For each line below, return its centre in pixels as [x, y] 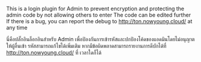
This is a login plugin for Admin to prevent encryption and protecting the [95, 9]
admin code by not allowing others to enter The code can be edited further [98, 15]
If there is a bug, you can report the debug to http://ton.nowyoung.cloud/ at [99, 21]
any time [17, 27]
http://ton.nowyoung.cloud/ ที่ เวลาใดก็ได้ [54, 52]
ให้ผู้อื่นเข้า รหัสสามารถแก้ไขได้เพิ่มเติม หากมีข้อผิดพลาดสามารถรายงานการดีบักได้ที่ [86, 46]
